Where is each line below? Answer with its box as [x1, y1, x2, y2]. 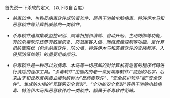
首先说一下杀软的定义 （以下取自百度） [5, 5, 87, 10]
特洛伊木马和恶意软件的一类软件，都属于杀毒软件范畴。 [21, 88, 138, 93]
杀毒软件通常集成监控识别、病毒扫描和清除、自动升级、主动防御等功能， [12, 32, 164, 38]
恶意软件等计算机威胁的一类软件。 [12, 22, 84, 27]
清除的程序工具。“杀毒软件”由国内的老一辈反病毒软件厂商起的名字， [16, 69, 160, 75]
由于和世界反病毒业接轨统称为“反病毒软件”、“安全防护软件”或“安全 [16, 75, 158, 81]
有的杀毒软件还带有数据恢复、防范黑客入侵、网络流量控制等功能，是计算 [12, 39, 164, 45]
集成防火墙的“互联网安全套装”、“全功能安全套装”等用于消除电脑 [23, 81, 158, 87]
